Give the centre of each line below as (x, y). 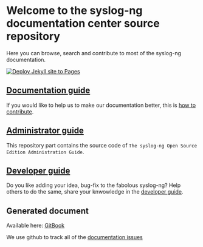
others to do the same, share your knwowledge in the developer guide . (95, 192)
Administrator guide (45, 131)
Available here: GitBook (36, 226)
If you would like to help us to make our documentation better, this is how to (101, 105)
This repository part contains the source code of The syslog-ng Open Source (102, 145)
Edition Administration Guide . (45, 152)
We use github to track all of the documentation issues (74, 237)
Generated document (48, 211)
